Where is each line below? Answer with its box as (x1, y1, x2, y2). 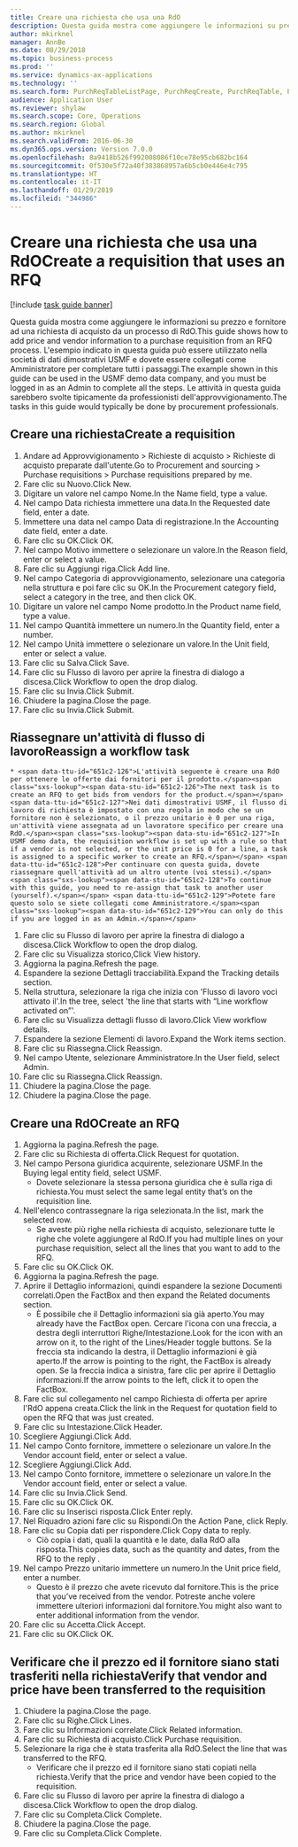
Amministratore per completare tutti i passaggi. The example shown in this (10, 363, 279, 374)
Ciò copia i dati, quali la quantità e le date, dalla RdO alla (35, 1534, 241, 1546)
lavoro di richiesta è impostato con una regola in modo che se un (10, 806, 264, 815)
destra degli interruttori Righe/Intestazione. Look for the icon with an (35, 1328, 284, 1339)
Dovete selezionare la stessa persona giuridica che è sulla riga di (35, 1177, 273, 1188)
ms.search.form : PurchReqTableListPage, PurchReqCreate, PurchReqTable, (10, 87, 284, 96)
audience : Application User (10, 95, 114, 105)
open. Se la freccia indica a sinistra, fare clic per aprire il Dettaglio (35, 1365, 277, 1376)
